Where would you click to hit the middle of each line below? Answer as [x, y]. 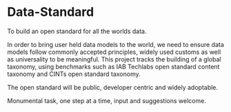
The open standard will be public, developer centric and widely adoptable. [113, 87]
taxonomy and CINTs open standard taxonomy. [74, 74]
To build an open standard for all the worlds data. [77, 31]
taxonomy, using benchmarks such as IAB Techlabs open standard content [113, 66]
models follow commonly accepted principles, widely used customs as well [114, 52]
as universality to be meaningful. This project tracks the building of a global [114, 59]
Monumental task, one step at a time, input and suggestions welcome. [107, 100]
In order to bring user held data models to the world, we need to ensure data [115, 44]
